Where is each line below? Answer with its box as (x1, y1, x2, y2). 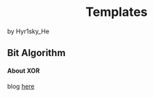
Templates (85, 4, 148, 20)
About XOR (7, 67, 40, 75)
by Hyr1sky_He (7, 27, 50, 35)
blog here (7, 82, 35, 90)
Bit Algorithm (7, 47, 66, 59)
